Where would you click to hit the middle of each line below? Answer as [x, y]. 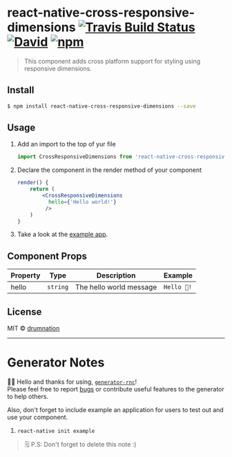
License [25, 312]
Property [26, 275]
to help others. [28, 396]
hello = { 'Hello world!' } [82, 202]
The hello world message [116, 287]
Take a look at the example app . [62, 234]
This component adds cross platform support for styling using [112, 61]
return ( [42, 189]
